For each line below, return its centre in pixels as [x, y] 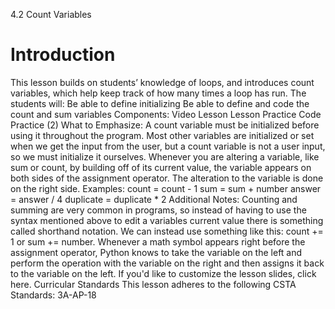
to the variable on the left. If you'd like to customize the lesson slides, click [163, 273]
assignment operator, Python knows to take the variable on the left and [156, 252]
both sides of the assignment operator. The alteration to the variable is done [167, 178]
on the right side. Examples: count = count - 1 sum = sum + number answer [166, 188]
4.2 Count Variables [51, 14]
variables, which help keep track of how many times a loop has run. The [158, 93]
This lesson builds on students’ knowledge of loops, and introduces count [162, 82]
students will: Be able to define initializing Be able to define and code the [160, 103]
